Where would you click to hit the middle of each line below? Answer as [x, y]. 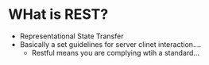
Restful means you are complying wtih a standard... [116, 52]
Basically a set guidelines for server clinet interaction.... [110, 44]
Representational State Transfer [72, 36]
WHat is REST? [58, 14]
